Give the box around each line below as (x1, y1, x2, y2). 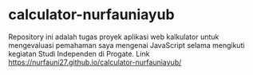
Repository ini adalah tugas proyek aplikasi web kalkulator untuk (8, 32, 219, 41)
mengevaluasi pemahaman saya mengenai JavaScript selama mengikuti (8, 40, 245, 49)
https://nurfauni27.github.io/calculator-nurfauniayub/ (8, 57, 182, 67)
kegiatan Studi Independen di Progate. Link (8, 49, 150, 58)
